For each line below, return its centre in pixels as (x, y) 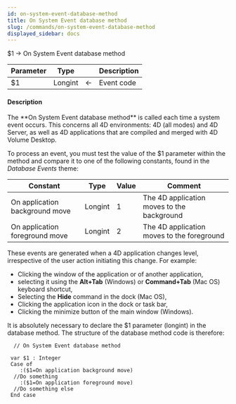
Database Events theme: (43, 169)
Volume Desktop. (32, 140)
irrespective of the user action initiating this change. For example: (102, 261)
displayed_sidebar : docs (44, 33)
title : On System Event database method (67, 20)
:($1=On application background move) (77, 371)
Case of (21, 365)
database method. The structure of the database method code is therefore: (116, 333)
